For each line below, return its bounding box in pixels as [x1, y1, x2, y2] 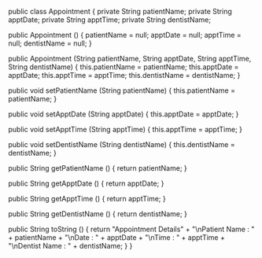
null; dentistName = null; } [8, 39, 92, 48]
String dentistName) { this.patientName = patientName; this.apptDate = [8, 62, 239, 72]
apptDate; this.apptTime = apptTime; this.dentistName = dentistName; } [8, 71, 241, 79]
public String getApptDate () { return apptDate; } [8, 179, 164, 188]
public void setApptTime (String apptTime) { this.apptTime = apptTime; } [8, 125, 242, 134]
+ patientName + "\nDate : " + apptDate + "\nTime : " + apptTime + [8, 233, 226, 242]
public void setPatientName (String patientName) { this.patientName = [8, 86, 236, 95]
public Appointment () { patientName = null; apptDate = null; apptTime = [8, 31, 242, 39]
